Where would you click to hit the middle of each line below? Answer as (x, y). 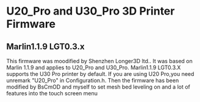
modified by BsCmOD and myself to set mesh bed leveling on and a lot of (98, 87)
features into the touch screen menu (52, 93)
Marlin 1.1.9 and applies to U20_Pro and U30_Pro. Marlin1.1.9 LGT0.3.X (94, 67)
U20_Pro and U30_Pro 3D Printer (91, 11)
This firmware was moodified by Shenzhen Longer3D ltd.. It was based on (100, 61)
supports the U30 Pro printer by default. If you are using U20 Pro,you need (100, 74)
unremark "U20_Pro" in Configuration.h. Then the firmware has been (93, 80)
